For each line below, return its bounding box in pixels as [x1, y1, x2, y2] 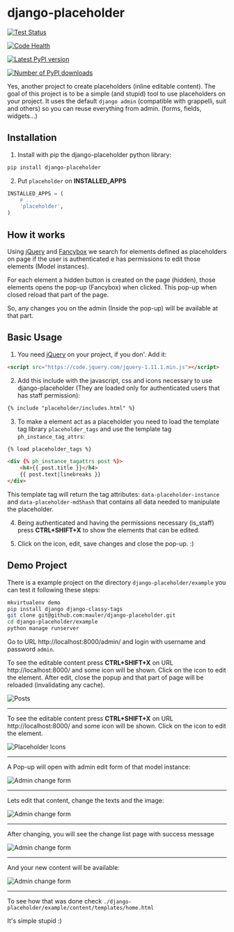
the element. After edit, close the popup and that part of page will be [7, 673, 204, 682]
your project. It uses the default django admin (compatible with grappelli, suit [7, 96, 226, 105]
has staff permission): [17, 391, 80, 399]
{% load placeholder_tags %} [7, 445, 92, 453]
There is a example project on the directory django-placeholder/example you [7, 578, 226, 587]
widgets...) [7, 112, 38, 120]
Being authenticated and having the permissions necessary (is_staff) [17, 518, 214, 527]
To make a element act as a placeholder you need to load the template [17, 417, 219, 426]
